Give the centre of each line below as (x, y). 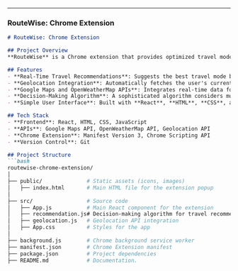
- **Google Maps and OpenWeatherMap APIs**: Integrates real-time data (115, 89)
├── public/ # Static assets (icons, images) (96, 182)
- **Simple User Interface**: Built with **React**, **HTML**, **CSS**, (117, 103)
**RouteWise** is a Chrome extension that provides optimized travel (112, 57)
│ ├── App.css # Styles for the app (79, 228)
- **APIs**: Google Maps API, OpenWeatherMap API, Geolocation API (109, 128)
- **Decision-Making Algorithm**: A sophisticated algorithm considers (115, 96)
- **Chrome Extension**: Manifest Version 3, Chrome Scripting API (109, 135)
